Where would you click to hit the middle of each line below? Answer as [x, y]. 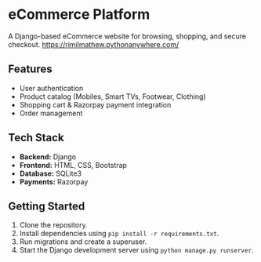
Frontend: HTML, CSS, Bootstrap [73, 165]
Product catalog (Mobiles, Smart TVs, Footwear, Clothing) [112, 96]
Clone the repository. [53, 225]
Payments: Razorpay [54, 181]
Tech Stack [36, 138]
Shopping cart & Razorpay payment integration [95, 104]
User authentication [51, 88]
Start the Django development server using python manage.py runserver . [136, 250]
